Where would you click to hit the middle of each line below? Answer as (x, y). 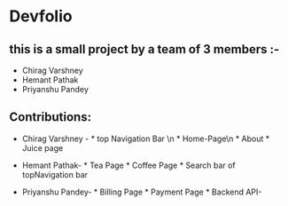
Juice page (43, 147)
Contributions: (50, 117)
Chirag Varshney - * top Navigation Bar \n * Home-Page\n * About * (146, 139)
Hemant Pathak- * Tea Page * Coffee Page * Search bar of (129, 165)
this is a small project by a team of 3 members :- (144, 49)
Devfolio (41, 16)
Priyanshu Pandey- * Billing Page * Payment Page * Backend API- (142, 192)
